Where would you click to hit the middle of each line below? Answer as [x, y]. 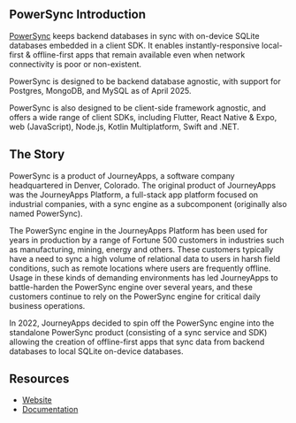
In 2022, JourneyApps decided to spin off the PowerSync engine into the [142, 323]
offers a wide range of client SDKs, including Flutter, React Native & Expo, [143, 117]
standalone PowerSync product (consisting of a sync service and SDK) [138, 332]
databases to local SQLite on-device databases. [96, 351]
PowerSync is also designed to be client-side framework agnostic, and [138, 108]
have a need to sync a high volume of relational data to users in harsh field [145, 258]
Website [37, 400]
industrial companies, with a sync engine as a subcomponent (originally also [148, 204]
